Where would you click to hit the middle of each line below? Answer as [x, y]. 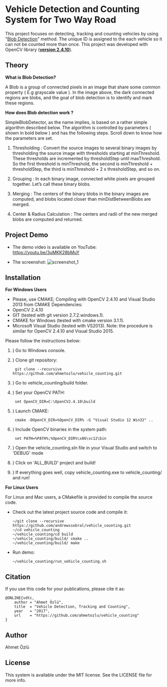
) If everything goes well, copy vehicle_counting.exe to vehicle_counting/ [87, 472]
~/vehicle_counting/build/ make [46, 543]
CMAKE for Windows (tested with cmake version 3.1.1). [68, 321]
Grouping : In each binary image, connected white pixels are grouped [83, 179]
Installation [23, 277]
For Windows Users [26, 290]
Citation [18, 577]
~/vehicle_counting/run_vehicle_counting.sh [59, 562]
